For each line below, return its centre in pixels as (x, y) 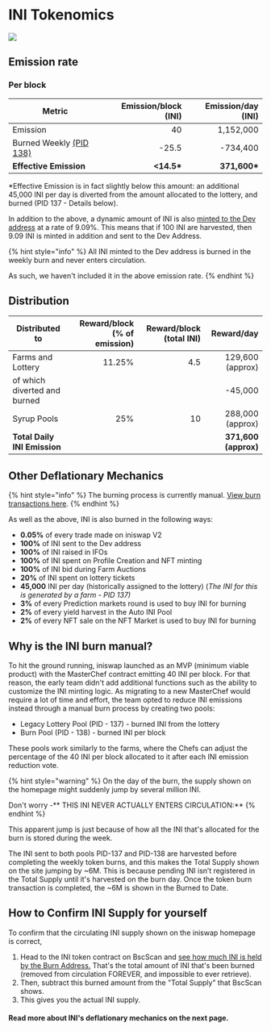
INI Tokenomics (61, 15)
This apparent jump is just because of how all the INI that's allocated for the (134, 829)
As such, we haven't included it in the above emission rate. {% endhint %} (131, 275)
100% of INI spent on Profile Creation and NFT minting (111, 561)
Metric (55, 111)
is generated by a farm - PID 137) (75, 595)
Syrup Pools (35, 419)
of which (29, 381)
